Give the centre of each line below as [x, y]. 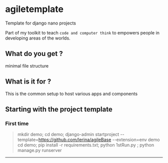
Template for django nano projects [41, 23]
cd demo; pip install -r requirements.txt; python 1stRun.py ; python [85, 145]
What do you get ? [34, 54]
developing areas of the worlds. [38, 38]
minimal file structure [27, 65]
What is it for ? [28, 82]
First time [17, 123]
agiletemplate [34, 9]
